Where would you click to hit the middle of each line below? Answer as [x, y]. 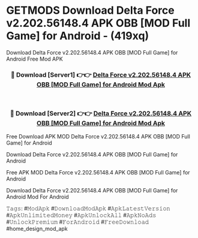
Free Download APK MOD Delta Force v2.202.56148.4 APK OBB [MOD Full [98, 136]
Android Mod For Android [37, 197]
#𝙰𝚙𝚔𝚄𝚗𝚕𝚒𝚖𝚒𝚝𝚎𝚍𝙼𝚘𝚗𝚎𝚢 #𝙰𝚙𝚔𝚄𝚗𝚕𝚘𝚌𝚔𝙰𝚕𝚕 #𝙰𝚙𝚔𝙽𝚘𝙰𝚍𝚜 [81, 215]
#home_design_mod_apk [37, 228]
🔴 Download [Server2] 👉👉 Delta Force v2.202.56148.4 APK [101, 113]
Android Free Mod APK [34, 59]
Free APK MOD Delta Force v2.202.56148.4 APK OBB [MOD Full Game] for [98, 172]
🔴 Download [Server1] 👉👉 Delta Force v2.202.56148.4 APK [101, 74]
